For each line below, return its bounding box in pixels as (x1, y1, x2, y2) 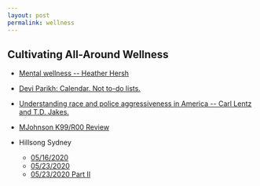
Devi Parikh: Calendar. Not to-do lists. (18, 84, 141, 93)
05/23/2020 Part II (30, 170, 91, 179)
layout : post (7, 11, 50, 20)
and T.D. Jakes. (18, 108, 70, 117)
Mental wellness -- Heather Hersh (18, 68, 130, 78)
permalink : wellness (7, 19, 75, 27)
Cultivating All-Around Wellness (7, 48, 170, 61)
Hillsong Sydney (18, 138, 72, 148)
